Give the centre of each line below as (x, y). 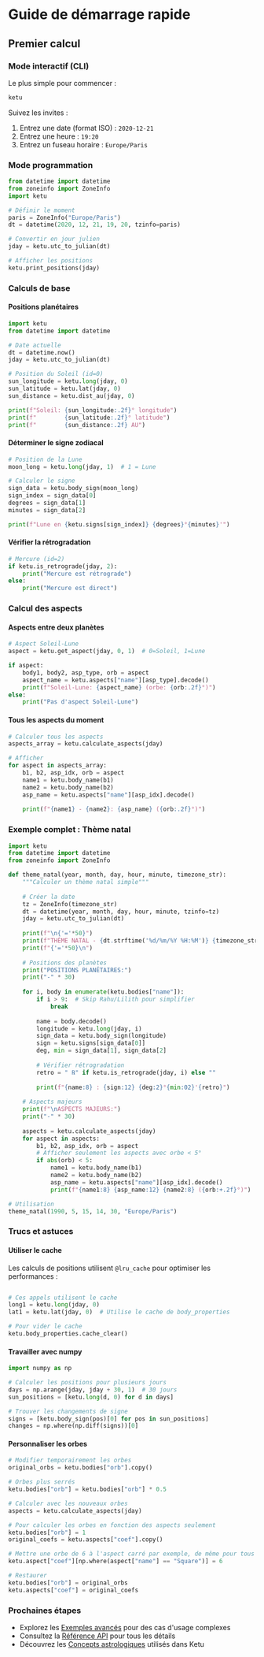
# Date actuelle (35, 345)
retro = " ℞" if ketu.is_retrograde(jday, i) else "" (126, 1072)
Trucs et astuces (41, 1232)
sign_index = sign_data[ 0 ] (52, 496)
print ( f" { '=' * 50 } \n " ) (57, 948)
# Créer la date (49, 897)
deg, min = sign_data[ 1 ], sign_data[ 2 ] (102, 1051)
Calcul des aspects (45, 608)
